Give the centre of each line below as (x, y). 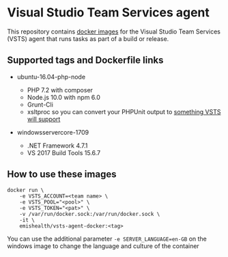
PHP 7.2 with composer (60, 90)
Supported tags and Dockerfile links (85, 60)
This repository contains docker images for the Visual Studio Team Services (114, 31)
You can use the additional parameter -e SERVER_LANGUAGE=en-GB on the (107, 239)
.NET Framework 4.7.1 (57, 146)
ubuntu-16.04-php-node (51, 77)
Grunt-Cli (40, 105)
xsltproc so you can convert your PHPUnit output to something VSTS (124, 111)
